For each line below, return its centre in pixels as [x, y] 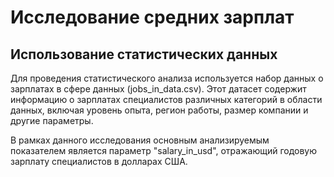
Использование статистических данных [144, 54]
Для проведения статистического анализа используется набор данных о [167, 78]
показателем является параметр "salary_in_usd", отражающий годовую [164, 150]
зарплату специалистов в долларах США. [99, 161]
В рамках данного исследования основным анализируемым [140, 140]
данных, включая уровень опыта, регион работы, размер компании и [159, 110]
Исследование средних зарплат [152, 17]
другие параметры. [52, 120]
